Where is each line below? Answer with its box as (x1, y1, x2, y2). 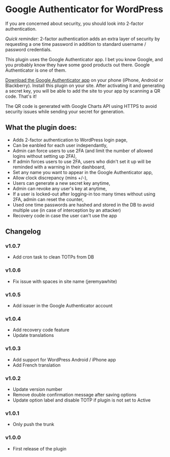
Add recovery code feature (12, 327, 70, 333)
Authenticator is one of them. (5, 67, 67, 73)
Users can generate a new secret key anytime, (12, 180, 110, 186)
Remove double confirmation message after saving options (12, 391, 136, 397)
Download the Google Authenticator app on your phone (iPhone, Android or (5, 77, 164, 83)
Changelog (5, 227, 41, 236)
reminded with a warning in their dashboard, (12, 164, 106, 170)
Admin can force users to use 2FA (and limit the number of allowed (12, 148, 153, 154)
